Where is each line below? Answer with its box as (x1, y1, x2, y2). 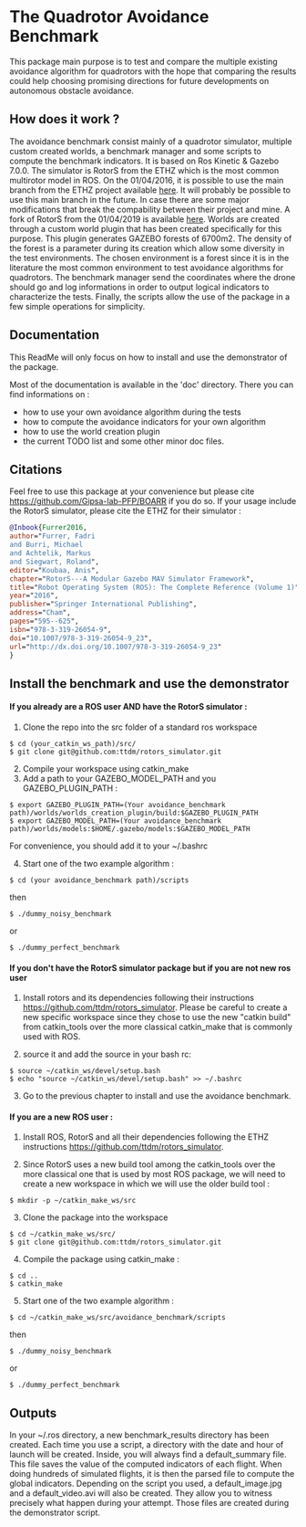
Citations (9, 461, 63, 477)
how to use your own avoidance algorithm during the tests (22, 406, 241, 417)
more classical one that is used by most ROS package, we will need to (22, 1169, 286, 1180)
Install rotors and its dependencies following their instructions (22, 993, 255, 1004)
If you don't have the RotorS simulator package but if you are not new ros (9, 962, 291, 974)
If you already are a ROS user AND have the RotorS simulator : (9, 701, 248, 712)
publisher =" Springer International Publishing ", (9, 600, 198, 609)
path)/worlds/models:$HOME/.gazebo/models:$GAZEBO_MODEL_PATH (9, 824, 250, 833)
